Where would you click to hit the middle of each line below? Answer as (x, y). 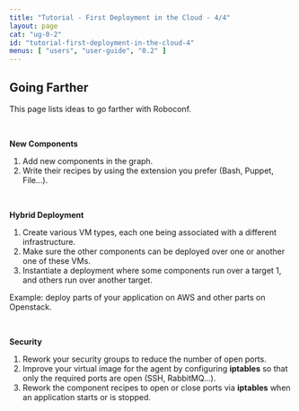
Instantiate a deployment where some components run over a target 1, (152, 270)
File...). (35, 179)
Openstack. (31, 307)
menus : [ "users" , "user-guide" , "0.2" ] (88, 51)
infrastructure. (49, 241)
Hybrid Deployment (47, 214)
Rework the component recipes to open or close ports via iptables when (156, 388)
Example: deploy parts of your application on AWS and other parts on (138, 297)
